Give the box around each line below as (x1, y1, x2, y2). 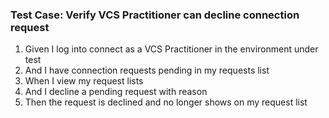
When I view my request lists (24, 75, 144, 87)
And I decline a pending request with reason (24, 86, 208, 98)
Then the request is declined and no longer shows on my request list (24, 96, 308, 108)
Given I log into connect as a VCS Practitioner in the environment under (24, 43, 319, 55)
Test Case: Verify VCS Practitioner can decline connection (10, 8, 300, 22)
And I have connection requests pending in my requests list (24, 64, 270, 77)
